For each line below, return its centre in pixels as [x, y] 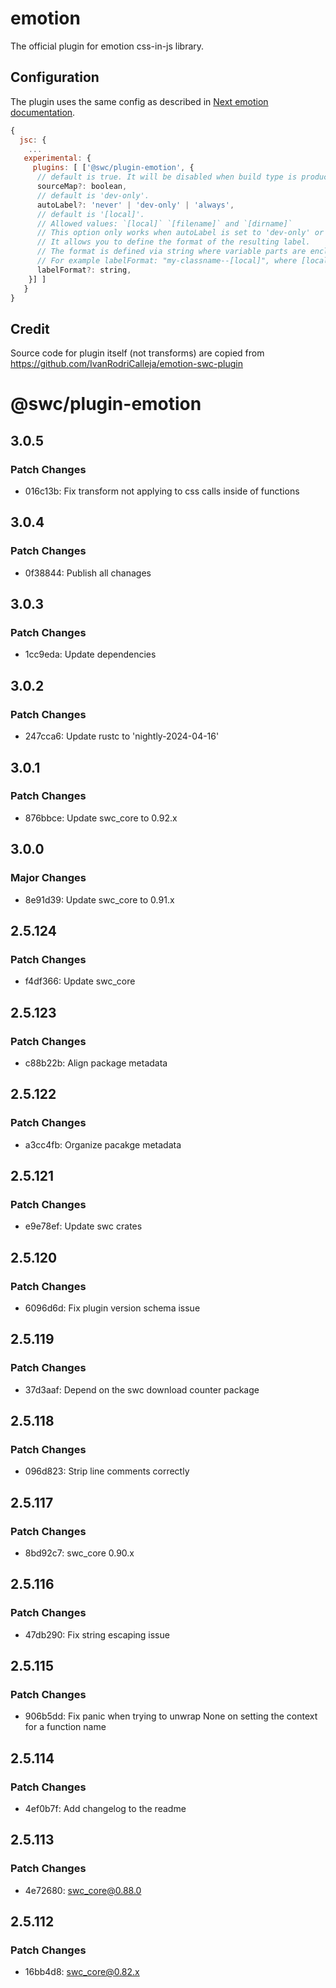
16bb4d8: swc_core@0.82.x [82, 1972]
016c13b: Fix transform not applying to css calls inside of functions [162, 491]
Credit [30, 328]
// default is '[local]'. [90, 214]
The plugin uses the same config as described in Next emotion [139, 101]
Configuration [55, 77]
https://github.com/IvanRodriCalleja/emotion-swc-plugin [127, 364]
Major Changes [48, 878]
